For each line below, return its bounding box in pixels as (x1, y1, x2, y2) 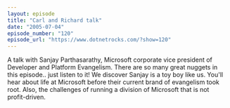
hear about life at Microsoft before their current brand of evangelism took (7, 78, 220, 86)
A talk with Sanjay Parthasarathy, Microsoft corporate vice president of (7, 55, 213, 64)
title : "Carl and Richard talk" (7, 17, 102, 24)
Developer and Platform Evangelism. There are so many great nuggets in (7, 63, 218, 72)
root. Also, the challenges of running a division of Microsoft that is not (7, 86, 210, 94)
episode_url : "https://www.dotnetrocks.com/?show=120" (7, 36, 172, 43)
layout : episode (7, 10, 55, 18)
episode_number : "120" (7, 29, 74, 37)
